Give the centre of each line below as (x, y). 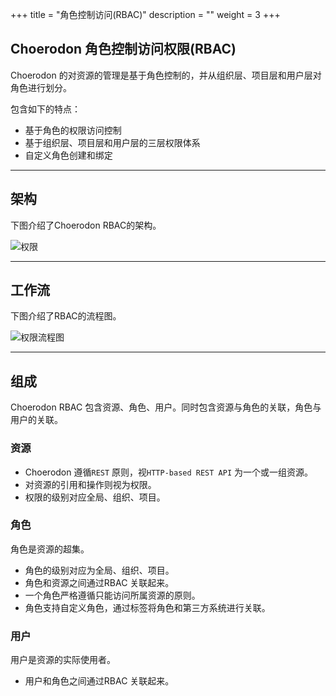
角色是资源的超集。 (50, 549)
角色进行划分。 (41, 87)
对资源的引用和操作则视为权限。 (90, 484)
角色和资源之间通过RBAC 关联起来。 (99, 582)
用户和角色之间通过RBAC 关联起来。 (99, 681)
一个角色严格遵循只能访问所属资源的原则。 (112, 595)
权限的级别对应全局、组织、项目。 (95, 497)
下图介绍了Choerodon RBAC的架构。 (86, 225)
